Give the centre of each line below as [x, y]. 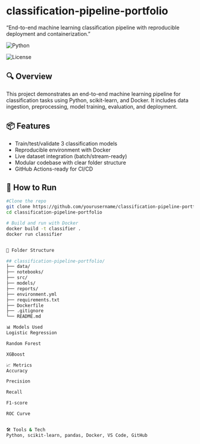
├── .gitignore [25, 311]
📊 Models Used [24, 327]
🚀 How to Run [32, 187]
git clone [18, 207]
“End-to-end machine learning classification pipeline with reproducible [93, 27]
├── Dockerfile [25, 306]
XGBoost [16, 354]
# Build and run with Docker [42, 223]
